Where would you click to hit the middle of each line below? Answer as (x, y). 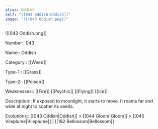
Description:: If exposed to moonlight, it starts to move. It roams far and (79, 101)
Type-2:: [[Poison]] (25, 82)
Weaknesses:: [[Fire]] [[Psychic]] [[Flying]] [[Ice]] (57, 91)
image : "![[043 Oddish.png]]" (37, 19)
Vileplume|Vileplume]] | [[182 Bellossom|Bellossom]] (60, 121)
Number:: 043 (20, 43)
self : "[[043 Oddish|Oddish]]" (38, 14)
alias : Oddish (20, 10)
